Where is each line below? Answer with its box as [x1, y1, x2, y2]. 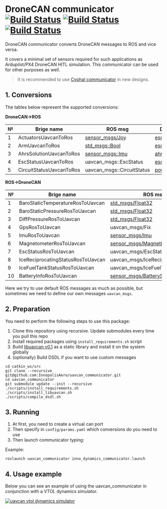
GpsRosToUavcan [19, 223, 61, 230]
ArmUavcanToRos [18, 142, 60, 149]
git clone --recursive [5, 368, 52, 373]
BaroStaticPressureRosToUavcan [19, 207, 96, 214]
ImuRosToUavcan [19, 232, 60, 239]
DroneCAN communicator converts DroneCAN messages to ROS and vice [5, 41, 157, 47]
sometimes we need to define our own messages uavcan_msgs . [5, 290, 133, 296]
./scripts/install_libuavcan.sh [5, 390, 72, 395]
